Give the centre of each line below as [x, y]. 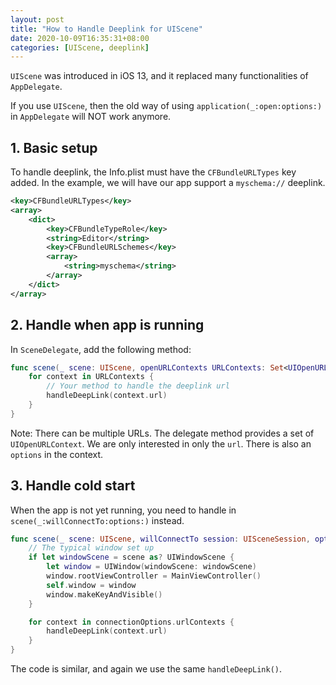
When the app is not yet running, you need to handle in [123, 510]
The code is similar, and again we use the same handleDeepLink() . [146, 669]
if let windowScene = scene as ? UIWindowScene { [131, 557]
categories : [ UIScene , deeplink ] [80, 47]
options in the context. [57, 454]
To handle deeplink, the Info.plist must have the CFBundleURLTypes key [153, 172]
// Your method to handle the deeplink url [138, 386]
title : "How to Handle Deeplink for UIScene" [106, 29]
